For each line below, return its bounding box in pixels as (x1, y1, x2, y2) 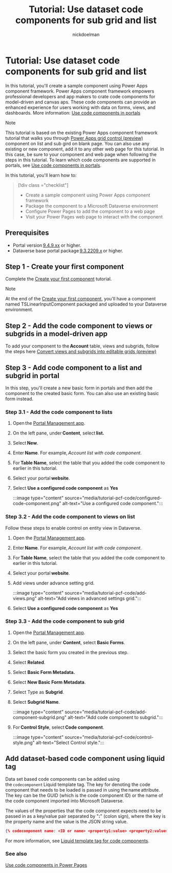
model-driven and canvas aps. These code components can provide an (5, 99, 156, 105)
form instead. (5, 396, 34, 402)
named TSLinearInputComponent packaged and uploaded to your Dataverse (5, 301, 167, 308)
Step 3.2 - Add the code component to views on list (5, 513, 136, 520)
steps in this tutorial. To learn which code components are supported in (5, 157, 156, 163)
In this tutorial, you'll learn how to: (5, 172, 77, 178)
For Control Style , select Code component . (12, 724, 104, 730)
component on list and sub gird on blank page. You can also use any (5, 140, 149, 146)
